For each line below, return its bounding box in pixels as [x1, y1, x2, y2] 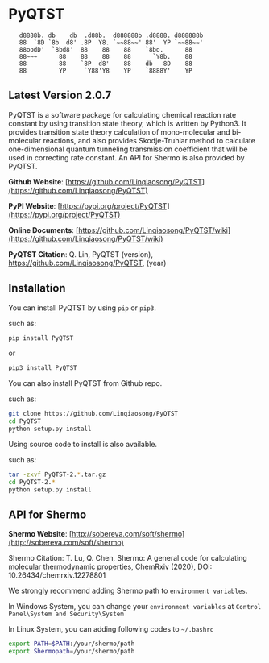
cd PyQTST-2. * [8, 478, 56, 486]
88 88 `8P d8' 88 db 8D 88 [19, 60, 193, 68]
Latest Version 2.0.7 [8, 89, 112, 102]
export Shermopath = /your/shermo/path [8, 648, 135, 656]
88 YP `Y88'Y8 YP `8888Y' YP [19, 66, 193, 75]
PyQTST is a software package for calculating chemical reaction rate [8, 110, 237, 119]
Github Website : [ [8, 176, 68, 186]
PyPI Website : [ [8, 201, 60, 210]
